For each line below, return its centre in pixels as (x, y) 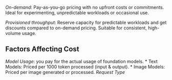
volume (13, 33)
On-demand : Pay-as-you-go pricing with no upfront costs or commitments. (85, 7)
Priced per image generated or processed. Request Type (65, 72)
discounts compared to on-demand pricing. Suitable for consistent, (76, 28)
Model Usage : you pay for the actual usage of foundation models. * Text (81, 61)
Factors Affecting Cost (42, 49)
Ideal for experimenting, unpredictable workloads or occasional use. (77, 13)
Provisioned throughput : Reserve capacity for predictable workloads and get (86, 23)
